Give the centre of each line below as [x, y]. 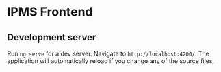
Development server [52, 37]
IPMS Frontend [50, 12]
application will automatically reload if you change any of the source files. [110, 61]
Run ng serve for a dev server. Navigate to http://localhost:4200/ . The [108, 53]
